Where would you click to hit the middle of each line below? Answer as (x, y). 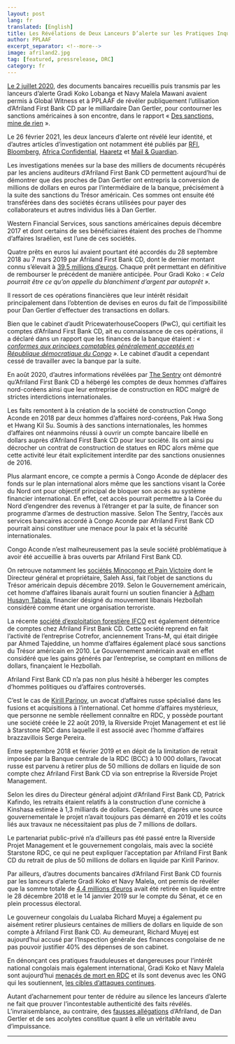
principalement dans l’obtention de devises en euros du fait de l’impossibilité (117, 303)
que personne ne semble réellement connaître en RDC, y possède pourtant (115, 715)
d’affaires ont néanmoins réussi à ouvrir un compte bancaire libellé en (108, 432)
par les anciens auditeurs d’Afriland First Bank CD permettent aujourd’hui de (117, 172)
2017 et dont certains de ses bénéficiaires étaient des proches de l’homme (115, 231)
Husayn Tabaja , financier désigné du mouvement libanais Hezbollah (105, 600)
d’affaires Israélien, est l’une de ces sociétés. (72, 238)
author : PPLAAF (29, 40)
